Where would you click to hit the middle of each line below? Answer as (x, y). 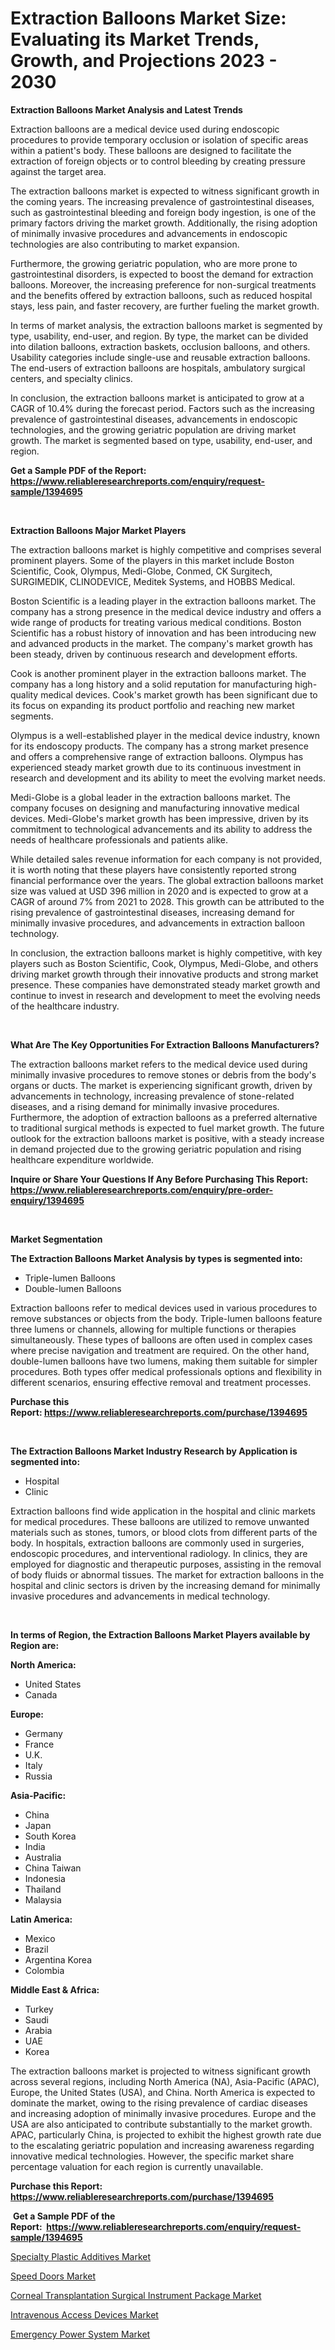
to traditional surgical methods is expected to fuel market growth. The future (167, 1128)
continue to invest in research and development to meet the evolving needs (166, 995)
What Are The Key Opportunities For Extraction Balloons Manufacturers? (165, 1044)
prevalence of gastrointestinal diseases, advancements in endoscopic (154, 419)
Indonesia (45, 1878)
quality (24, 694)
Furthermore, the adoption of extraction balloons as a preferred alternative (164, 1117)
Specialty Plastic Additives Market (81, 2256)
